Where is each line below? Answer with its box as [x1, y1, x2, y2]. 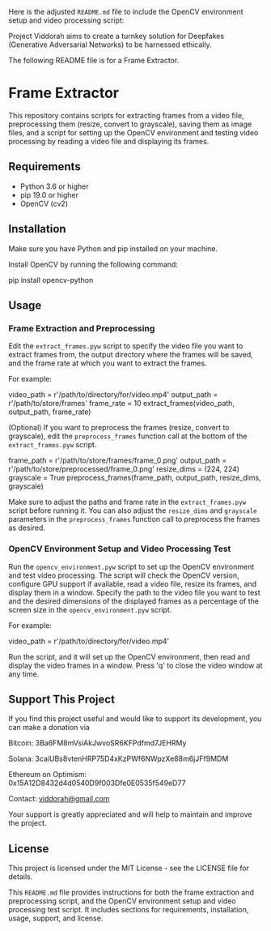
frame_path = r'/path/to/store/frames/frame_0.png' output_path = [8, 455, 227, 465]
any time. [8, 668, 40, 679]
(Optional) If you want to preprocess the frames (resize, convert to [8, 423, 230, 433]
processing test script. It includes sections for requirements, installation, [8, 905, 249, 915]
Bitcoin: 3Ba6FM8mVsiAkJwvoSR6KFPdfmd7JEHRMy [8, 738, 187, 748]
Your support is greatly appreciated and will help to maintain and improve [8, 809, 252, 819]
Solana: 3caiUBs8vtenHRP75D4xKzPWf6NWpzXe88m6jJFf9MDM [8, 754, 229, 764]
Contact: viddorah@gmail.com [8, 794, 110, 804]
